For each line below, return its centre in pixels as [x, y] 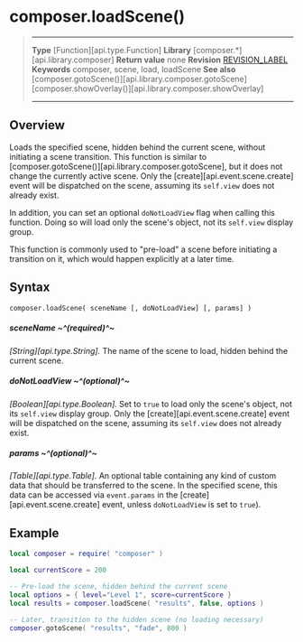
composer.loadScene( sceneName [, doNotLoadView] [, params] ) [131, 308]
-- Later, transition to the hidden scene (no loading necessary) [137, 619]
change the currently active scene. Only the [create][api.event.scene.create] [151, 176]
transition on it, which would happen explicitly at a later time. [122, 258]
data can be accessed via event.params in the [94, 495]
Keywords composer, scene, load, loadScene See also [133, 69]
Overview [37, 125]
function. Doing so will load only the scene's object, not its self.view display [151, 222]
